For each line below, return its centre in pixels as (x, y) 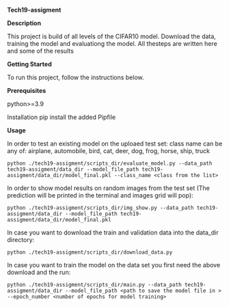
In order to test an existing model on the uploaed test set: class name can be (115, 144)
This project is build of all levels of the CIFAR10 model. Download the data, (112, 36)
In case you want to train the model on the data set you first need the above (114, 265)
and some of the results (40, 51)
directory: (21, 240)
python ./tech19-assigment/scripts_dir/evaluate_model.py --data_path (110, 163)
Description (24, 23)
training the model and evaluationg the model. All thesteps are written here (112, 43)
